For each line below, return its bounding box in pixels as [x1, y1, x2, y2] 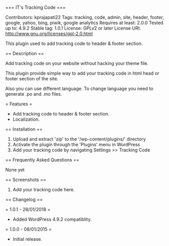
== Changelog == [5, 196, 43, 203]
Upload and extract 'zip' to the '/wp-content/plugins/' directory [12, 136, 146, 142]
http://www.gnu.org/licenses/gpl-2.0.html [5, 31, 93, 36]
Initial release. [12, 236, 43, 242]
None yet [5, 167, 25, 173]
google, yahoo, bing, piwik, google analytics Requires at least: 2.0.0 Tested [5, 20, 164, 26]
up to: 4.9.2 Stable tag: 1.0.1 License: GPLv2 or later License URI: [5, 25, 141, 31]
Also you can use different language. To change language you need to [5, 85, 154, 92]
